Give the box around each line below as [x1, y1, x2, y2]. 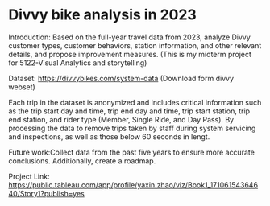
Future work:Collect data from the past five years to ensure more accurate [8, 147, 255, 157]
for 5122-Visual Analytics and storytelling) [8, 58, 147, 68]
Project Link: [8, 171, 50, 181]
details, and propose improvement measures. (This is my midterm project [8, 49, 252, 59]
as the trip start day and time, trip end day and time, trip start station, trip [8, 106, 251, 116]
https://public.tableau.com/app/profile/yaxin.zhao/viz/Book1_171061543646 [8, 179, 259, 190]
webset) [8, 82, 36, 92]
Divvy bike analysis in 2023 [8, 6, 197, 24]
